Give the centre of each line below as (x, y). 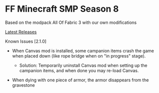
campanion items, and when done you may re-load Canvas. (79, 70)
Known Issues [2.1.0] (26, 41)
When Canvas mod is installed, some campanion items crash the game (83, 51)
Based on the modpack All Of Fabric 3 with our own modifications (71, 22)
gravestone (23, 85)
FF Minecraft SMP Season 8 (62, 9)
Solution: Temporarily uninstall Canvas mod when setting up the (83, 65)
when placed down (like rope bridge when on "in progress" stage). (79, 56)
